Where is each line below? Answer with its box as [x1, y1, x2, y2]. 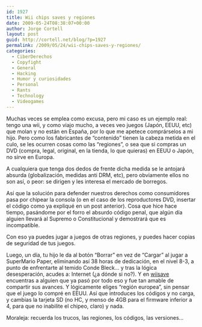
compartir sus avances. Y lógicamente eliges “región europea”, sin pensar [6, 283, 189, 290]
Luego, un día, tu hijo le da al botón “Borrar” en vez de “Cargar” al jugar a [6, 251, 188, 258]
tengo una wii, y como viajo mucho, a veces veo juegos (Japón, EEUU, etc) [6, 121, 192, 128]
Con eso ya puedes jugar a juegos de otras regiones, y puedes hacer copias [6, 233, 195, 240]
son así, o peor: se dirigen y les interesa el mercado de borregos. [6, 178, 168, 185]
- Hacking [11, 70, 36, 76]
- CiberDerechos [11, 54, 52, 60]
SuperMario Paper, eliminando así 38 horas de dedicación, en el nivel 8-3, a [6, 257, 194, 265]
